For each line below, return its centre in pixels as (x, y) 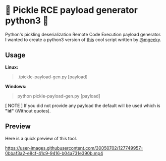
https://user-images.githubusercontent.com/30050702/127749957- (74, 148)
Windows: (16, 86)
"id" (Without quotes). (28, 110)
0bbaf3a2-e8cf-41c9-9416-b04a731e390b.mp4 (54, 153)
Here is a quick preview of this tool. (41, 138)
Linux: (12, 67)
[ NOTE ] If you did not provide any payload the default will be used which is (83, 106)
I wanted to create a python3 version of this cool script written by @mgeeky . (83, 40)
